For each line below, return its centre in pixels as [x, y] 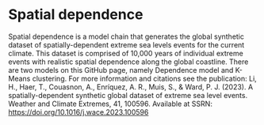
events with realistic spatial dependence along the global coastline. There [128, 62]
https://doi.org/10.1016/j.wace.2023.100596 [78, 112]
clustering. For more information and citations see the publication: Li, [145, 78]
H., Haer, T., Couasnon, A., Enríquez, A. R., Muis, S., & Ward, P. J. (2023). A [131, 87]
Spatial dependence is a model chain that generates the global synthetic [126, 36]
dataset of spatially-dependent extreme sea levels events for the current [126, 44]
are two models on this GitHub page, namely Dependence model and [121, 70]
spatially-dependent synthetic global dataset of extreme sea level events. [128, 95]
